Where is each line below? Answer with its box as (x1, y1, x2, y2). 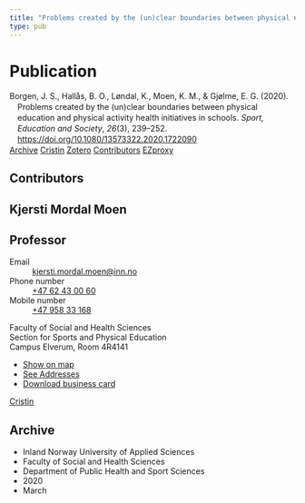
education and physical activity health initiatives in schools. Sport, (17, 113, 265, 123)
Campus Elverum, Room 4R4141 (9, 341, 129, 352)
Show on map (22, 360, 74, 370)
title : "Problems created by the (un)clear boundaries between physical (9, 13, 290, 23)
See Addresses (22, 369, 80, 380)
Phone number (9, 276, 65, 287)
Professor (9, 232, 66, 248)
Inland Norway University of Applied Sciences (22, 447, 195, 458)
